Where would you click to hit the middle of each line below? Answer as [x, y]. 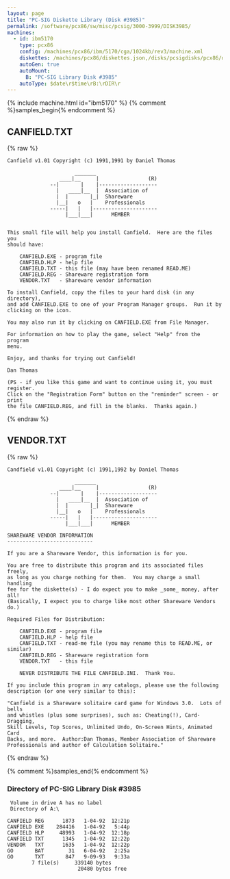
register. [21, 388]
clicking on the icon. [39, 311]
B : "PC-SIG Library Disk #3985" [71, 77]
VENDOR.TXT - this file [56, 661]
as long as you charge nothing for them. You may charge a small [104, 577]
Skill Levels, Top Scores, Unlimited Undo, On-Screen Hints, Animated [110, 727]
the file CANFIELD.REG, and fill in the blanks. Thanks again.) [102, 407]
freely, [18, 571]
